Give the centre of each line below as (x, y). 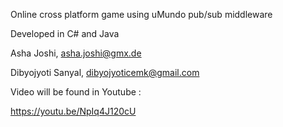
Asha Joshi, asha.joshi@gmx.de (76, 53)
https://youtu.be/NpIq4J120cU (73, 111)
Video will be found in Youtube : (76, 92)
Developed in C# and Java (65, 33)
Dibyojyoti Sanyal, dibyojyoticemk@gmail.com (105, 72)
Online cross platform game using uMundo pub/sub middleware (141, 14)
